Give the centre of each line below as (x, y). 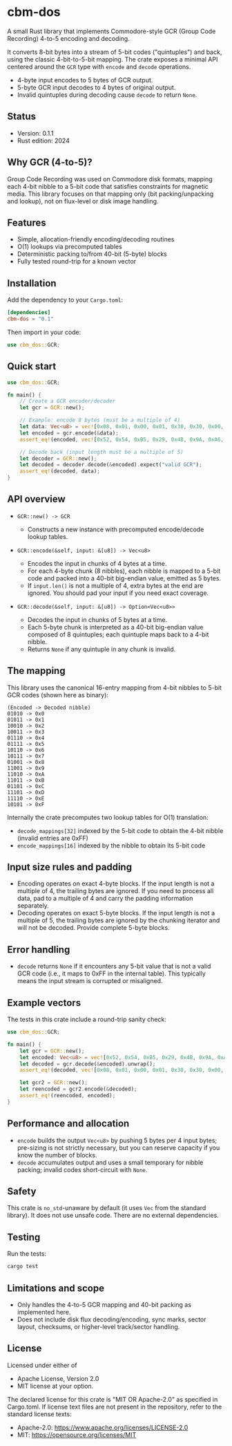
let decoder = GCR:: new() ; (58, 458)
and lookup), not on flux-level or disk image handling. (83, 201)
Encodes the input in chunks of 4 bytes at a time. (97, 563)
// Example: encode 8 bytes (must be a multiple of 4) (100, 420)
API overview (36, 499)
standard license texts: (39, 1414)
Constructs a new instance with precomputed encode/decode (116, 529)
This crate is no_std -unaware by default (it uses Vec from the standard (107, 1208)
